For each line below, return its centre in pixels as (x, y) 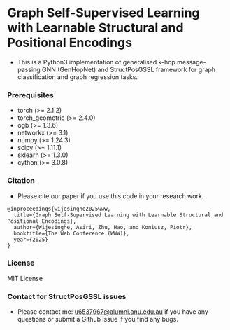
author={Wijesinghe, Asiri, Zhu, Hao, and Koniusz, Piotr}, (103, 227)
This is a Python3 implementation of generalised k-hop (96, 62)
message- (192, 62)
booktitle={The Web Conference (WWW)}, (72, 233)
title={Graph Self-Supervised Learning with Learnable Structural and (118, 215)
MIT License (25, 278)
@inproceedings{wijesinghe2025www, (59, 209)
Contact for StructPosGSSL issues (67, 296)
